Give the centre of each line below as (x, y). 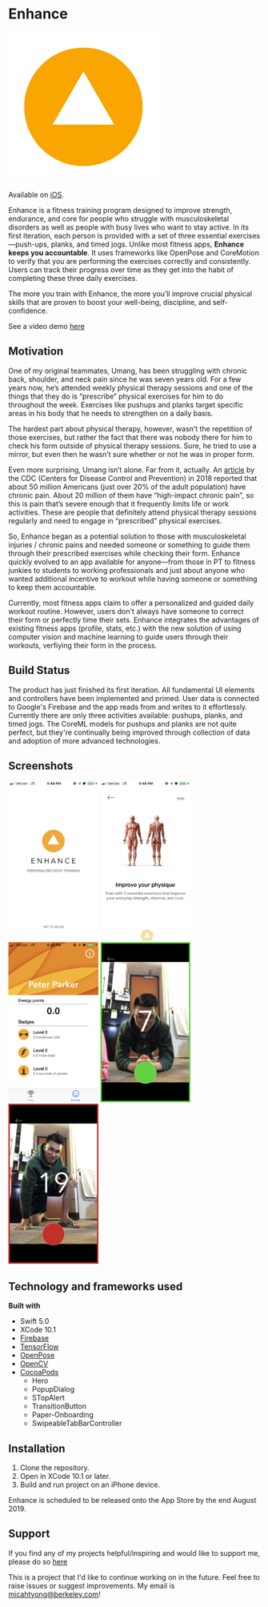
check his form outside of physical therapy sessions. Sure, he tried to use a (132, 446)
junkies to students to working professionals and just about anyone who (127, 570)
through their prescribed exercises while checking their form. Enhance (124, 553)
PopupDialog (53, 1389)
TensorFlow (39, 1347)
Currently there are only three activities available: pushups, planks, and (125, 715)
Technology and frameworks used (96, 1286)
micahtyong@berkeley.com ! (55, 1594)
